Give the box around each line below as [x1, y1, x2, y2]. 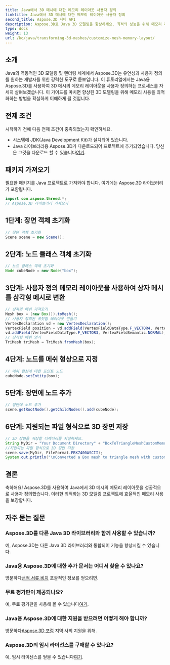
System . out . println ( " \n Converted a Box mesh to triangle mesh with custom [5, 455, 166, 460]
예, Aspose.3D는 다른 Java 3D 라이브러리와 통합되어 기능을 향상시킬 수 [5, 542, 146, 548]
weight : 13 [5, 31, 28, 36]
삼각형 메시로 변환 [13, 293, 65, 301]
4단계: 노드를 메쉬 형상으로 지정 [5, 355, 98, 364]
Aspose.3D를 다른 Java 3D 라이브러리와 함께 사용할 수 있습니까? [5, 529, 156, 537]
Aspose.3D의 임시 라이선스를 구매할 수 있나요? [5, 641, 114, 648]
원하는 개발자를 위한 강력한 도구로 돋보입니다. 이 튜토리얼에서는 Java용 [10, 76, 150, 82]
